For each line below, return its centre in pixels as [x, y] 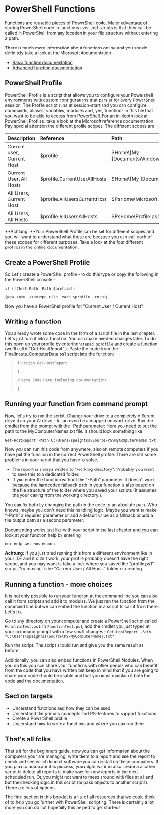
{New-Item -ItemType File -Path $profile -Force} [57, 297]
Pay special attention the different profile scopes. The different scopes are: [81, 126]
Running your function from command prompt [76, 404]
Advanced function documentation [47, 68]
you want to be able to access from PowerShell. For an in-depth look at [76, 116]
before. [12, 651]
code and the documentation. [35, 681]
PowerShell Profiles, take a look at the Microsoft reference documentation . [80, 121]
